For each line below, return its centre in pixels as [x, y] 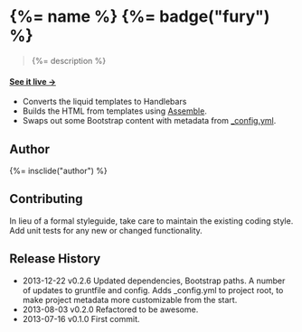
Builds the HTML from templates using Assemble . [115, 111]
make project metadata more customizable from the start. [130, 300]
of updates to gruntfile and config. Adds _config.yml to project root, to [153, 290]
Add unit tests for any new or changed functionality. [106, 230]
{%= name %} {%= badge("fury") [140, 17]
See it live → [33, 81]
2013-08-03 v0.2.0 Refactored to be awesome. [110, 309]
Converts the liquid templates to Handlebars [104, 102]
